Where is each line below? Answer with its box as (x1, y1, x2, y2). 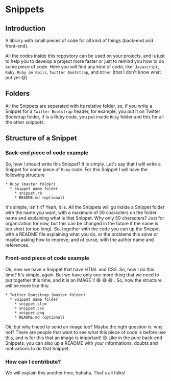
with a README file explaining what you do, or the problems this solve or (5, 231, 158, 237)
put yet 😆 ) (5, 75, 28, 80)
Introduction (5, 24, 46, 33)
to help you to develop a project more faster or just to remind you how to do (5, 58, 164, 64)
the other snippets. (5, 119, 45, 125)
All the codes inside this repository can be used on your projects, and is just (5, 53, 165, 59)
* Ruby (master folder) (5, 181, 56, 187)
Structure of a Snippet (5, 134, 78, 142)
